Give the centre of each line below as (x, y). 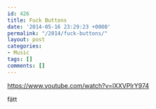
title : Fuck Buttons (37, 20)
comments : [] (26, 66)
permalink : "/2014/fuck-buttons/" (58, 33)
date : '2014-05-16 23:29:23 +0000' (59, 27)
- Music (19, 53)
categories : (24, 46)
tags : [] (20, 59)
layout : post (26, 40)
